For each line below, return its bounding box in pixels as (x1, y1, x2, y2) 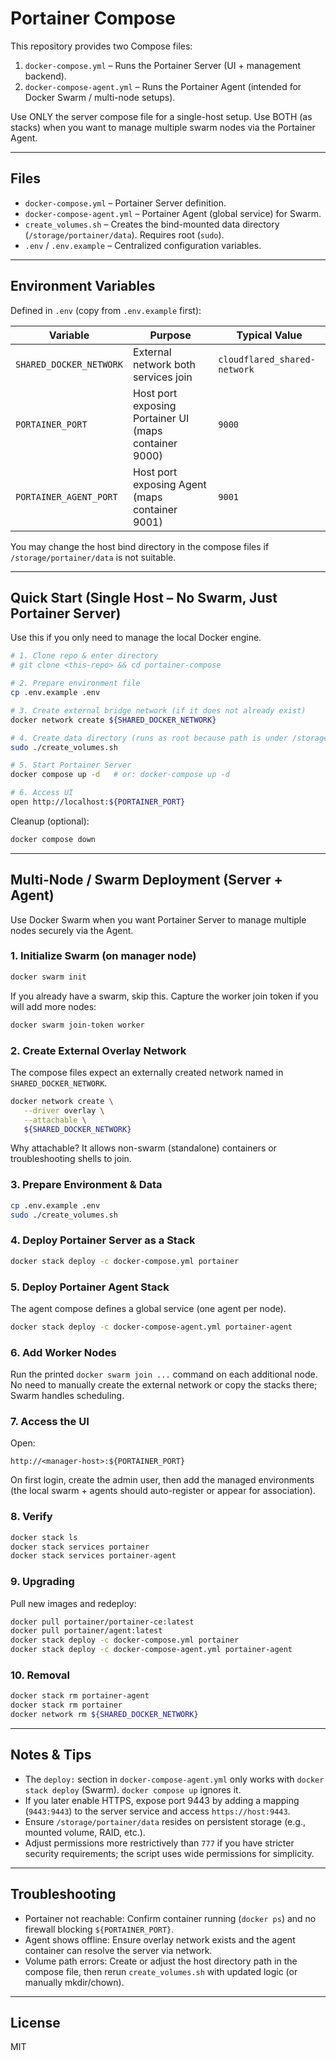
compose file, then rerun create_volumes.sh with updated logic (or (24, 1965, 298, 1977)
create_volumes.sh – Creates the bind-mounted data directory (24, 218, 280, 230)
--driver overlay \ (23, 1105, 105, 1116)
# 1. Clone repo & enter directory (10, 651, 159, 661)
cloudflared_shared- (218, 353, 316, 365)
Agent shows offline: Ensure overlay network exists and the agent (24, 1933, 296, 1946)
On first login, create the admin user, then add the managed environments (10, 1474, 315, 1486)
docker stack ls (10, 1532, 78, 1542)
